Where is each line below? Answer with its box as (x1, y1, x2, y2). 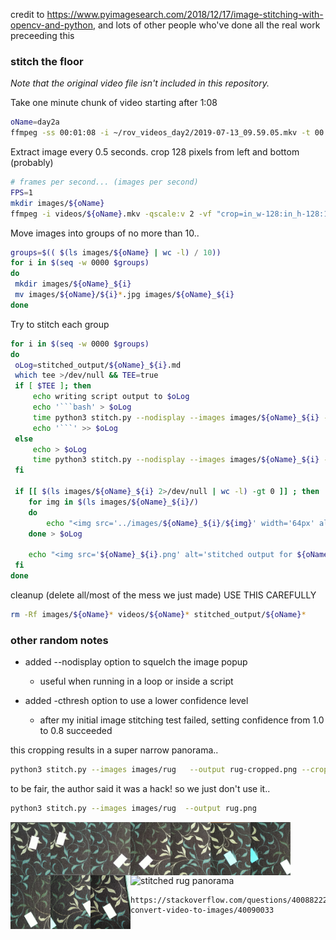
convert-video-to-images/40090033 (130, 905, 275, 916)
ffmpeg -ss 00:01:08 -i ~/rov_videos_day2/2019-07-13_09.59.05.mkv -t (10, 128, 311, 138)
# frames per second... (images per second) (10, 177, 199, 188)
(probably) (10, 157, 54, 169)
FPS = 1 (10, 187, 33, 198)
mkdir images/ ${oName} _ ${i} (14, 279, 132, 289)
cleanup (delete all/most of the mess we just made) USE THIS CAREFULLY (10, 589, 317, 601)
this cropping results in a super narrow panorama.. (10, 744, 219, 756)
